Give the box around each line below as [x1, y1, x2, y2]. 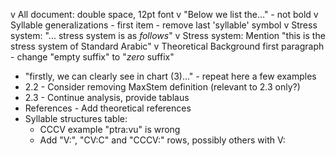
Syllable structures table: [24, 113, 128, 124]
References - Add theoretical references [24, 102, 192, 114]
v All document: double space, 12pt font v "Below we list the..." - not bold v [10, 9, 319, 20]
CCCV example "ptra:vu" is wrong [39, 124, 181, 135]
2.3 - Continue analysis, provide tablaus [24, 92, 190, 103]
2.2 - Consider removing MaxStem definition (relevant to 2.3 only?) [24, 81, 301, 93]
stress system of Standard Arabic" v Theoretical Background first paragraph [10, 40, 325, 52]
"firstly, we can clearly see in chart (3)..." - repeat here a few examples [24, 70, 317, 82]
